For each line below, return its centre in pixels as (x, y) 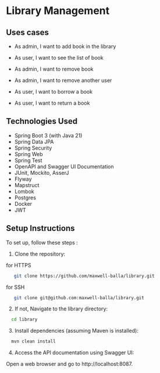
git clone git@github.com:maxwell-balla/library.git (79, 298)
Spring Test (28, 160)
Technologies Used (42, 121)
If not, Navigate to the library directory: (61, 309)
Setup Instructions (40, 228)
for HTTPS (19, 265)
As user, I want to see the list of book (59, 58)
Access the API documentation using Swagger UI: (74, 353)
